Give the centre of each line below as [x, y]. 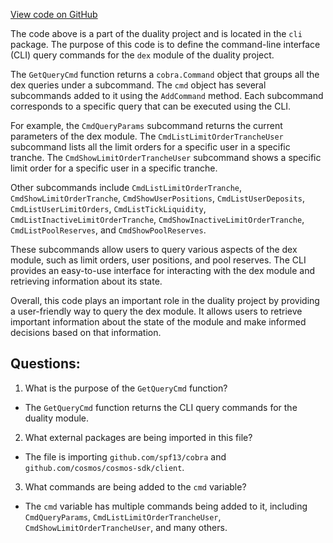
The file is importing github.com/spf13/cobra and [125, 456]
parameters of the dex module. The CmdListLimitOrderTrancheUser [147, 136]
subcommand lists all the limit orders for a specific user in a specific [150, 147]
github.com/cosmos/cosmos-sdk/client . [104, 467]
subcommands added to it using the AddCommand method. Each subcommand [167, 95]
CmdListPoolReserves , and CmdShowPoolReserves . [108, 230]
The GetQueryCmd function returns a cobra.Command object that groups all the [165, 74]
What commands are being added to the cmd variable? [135, 486]
